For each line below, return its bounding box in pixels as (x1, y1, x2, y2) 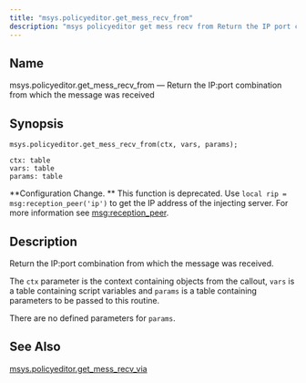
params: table (9, 172, 64, 181)
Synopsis (9, 116, 64, 131)
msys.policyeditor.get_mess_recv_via (9, 363, 148, 374)
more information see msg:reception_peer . (9, 207, 169, 219)
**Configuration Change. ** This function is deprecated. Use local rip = (9, 188, 287, 199)
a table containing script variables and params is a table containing (9, 285, 258, 296)
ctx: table (9, 156, 51, 165)
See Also (9, 339, 61, 355)
